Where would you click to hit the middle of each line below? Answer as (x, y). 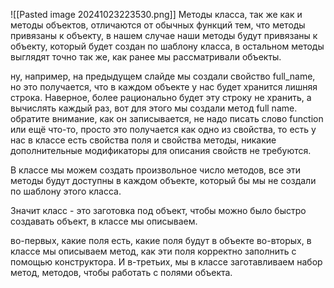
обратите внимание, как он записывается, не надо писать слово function (167, 118)
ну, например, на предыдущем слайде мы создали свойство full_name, (163, 76)
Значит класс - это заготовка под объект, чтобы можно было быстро (158, 210)
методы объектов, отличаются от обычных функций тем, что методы (158, 25)
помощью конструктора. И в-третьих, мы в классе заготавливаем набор (166, 262)
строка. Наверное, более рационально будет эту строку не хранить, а (161, 97)
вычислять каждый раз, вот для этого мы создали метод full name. (154, 108)
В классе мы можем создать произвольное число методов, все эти (156, 170)
